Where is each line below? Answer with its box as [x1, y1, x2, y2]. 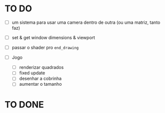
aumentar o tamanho [19, 81, 62, 87]
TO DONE [4, 99, 44, 110]
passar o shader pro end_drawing [11, 45, 79, 51]
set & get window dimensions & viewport [11, 35, 95, 40]
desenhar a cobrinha [19, 75, 62, 82]
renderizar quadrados [19, 64, 64, 70]
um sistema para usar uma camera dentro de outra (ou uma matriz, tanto [11, 19, 161, 25]
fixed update [19, 70, 46, 76]
